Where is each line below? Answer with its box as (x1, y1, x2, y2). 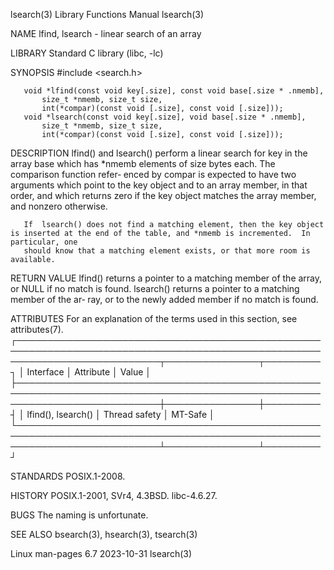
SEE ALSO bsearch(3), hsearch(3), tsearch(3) (10, 529, 198, 540)
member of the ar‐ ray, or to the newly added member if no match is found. (10, 294, 319, 305)
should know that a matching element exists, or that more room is (23, 246, 311, 256)
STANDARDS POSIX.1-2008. (10, 470, 126, 482)
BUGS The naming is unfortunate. (10, 509, 149, 521)
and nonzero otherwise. (10, 200, 108, 212)
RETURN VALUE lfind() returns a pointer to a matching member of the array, (10, 272, 323, 284)
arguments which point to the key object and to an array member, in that (10, 179, 308, 191)
